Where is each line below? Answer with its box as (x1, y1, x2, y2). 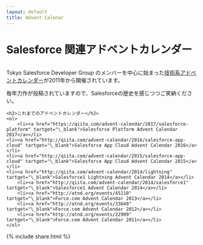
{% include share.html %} (6, 233, 71, 240)
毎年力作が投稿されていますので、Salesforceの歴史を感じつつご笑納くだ (6, 89, 187, 97)
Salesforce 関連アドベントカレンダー (6, 43, 193, 57)
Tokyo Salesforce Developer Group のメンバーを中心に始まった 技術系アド (6, 69, 191, 77)
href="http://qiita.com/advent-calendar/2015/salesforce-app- (25, 153, 187, 159)
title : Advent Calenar (6, 15, 64, 21)
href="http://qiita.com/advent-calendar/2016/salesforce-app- (25, 137, 187, 143)
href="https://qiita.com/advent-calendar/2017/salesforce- (36, 121, 189, 128)
